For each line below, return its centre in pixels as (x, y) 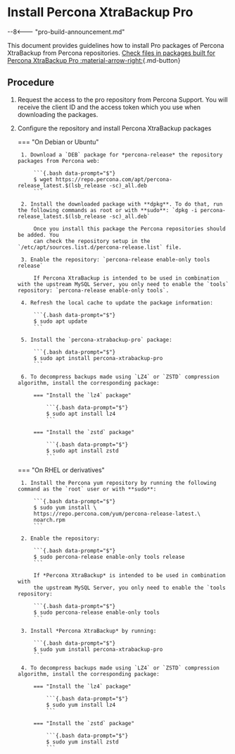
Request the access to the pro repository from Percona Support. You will (122, 99)
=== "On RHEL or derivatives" (61, 470)
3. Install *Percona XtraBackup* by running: (89, 631)
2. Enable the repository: (60, 538)
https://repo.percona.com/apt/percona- (114, 179)
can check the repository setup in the (92, 241)
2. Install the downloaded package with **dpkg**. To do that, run (122, 204)
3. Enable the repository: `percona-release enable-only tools (115, 259)
